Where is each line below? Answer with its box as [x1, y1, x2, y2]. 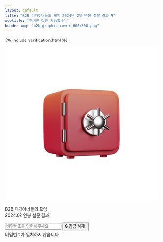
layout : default [5, 8, 38, 13]
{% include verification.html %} [5, 37, 68, 43]
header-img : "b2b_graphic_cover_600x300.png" [5, 23, 99, 28]
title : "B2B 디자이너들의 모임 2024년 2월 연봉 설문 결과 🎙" [5, 13, 116, 18]
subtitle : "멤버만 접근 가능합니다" [5, 18, 69, 23]
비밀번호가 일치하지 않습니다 [5, 232, 59, 238]
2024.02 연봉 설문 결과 [5, 212, 50, 218]
